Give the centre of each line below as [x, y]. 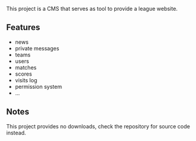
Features [23, 27]
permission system [38, 86]
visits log [26, 80]
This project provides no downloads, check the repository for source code [98, 126]
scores [23, 74]
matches [26, 67]
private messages [37, 48]
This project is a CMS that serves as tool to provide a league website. [92, 9]
